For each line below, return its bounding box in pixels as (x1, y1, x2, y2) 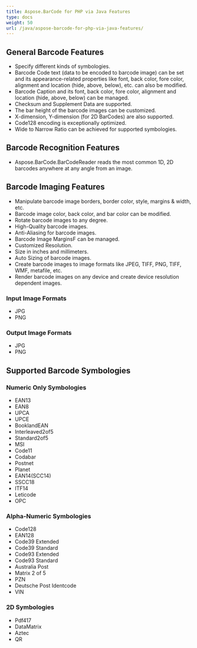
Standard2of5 (14, 434, 49, 441)
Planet (14, 466, 31, 473)
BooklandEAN (14, 421, 49, 429)
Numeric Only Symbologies (6, 383, 87, 391)
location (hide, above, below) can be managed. (14, 94, 130, 101)
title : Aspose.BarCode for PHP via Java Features (6, 8, 131, 15)
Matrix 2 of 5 (14, 569, 46, 577)
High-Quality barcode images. (14, 223, 88, 230)
